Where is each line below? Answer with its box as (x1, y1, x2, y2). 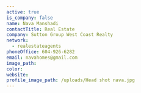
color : (6, 65, 23, 72)
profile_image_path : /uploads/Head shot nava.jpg (6, 77, 136, 83)
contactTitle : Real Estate (6, 26, 75, 32)
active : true (6, 9, 40, 15)
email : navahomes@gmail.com (6, 54, 78, 61)
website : (6, 72, 29, 78)
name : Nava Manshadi (6, 20, 59, 26)
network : (6, 37, 29, 43)
